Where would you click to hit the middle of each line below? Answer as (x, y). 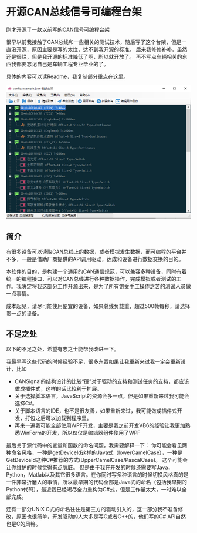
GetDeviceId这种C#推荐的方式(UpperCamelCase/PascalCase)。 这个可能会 (97, 460)
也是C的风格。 (23, 524)
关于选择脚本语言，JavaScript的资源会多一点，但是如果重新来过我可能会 (102, 396)
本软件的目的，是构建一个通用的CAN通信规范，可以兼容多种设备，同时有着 (96, 271)
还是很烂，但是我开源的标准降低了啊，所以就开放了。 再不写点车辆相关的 (94, 56)
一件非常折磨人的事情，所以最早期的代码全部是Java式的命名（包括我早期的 (97, 482)
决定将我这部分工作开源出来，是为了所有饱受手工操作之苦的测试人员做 (106, 286)
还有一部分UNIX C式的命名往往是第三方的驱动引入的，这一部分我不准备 (92, 509)
